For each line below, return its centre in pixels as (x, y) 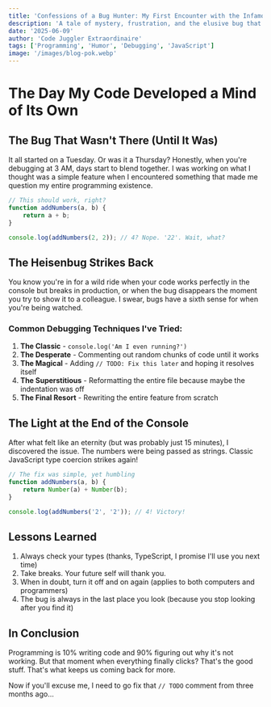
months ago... (31, 694)
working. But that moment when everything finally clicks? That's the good (131, 661)
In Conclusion (44, 633)
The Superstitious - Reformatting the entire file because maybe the (133, 381)
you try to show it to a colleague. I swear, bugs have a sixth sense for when (133, 299)
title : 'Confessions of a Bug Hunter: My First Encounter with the (124, 16)
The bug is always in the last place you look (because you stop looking (138, 600)
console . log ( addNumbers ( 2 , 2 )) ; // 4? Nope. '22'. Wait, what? (117, 238)
